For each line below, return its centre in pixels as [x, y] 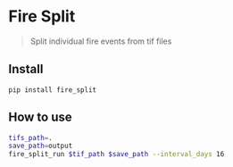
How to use [40, 117]
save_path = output [41, 146]
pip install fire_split [53, 90]
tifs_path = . [30, 138]
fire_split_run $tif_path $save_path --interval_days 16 [116, 154]
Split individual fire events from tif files [101, 41]
